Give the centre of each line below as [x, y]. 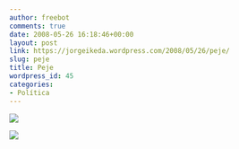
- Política [30, 92]
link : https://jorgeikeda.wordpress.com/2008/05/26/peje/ [119, 51]
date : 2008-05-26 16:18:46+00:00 [72, 34]
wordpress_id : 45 [42, 76]
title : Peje [31, 68]
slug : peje [30, 59]
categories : [31, 84]
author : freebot [39, 18]
